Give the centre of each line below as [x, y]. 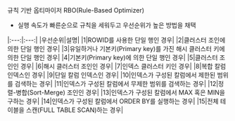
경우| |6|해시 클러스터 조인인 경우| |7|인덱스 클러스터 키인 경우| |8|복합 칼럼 [123, 66]
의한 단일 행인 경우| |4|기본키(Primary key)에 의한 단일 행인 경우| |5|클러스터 [113, 57]
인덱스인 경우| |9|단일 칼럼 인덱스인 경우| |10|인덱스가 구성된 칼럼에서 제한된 [112, 75]
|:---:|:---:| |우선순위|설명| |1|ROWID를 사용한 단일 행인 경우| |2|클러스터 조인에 [116, 40]
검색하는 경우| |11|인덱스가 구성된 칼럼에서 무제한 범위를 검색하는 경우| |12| [116, 84]
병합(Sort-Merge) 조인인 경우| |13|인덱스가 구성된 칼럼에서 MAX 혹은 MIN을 [120, 92]
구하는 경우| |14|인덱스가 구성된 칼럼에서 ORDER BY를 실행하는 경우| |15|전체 [113, 101]
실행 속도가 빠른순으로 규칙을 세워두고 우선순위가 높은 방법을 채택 [107, 25]
